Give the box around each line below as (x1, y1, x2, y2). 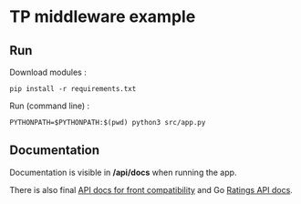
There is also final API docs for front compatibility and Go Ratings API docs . (9, 184, 294, 195)
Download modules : (9, 66, 87, 77)
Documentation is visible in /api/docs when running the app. (9, 167, 237, 178)
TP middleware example (9, 6, 196, 27)
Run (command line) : (9, 100, 90, 111)
